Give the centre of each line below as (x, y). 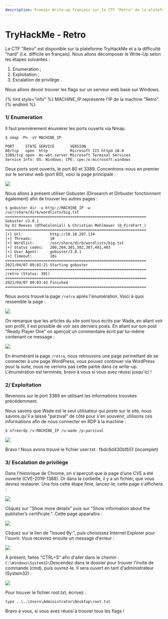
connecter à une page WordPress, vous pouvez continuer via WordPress (80, 361)
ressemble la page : (25, 301)
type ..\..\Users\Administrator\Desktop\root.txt (58, 602)
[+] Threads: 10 (30, 238)
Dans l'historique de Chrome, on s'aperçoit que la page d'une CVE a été (79, 473)
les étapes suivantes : (27, 59)
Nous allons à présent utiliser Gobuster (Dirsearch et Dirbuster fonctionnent (83, 193)
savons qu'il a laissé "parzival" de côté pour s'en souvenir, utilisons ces (79, 416)
